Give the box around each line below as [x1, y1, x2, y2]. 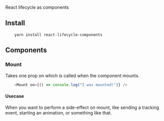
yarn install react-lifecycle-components [14, 32, 102, 37]
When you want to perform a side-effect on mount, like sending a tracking [5, 104, 159, 110]
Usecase [5, 93, 24, 99]
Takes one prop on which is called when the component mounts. [5, 73, 140, 79]
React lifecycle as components [5, 5, 69, 10]
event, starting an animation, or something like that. [5, 109, 112, 115]
